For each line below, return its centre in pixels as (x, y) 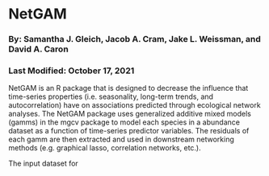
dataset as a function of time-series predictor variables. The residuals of (129, 131)
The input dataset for (43, 164)
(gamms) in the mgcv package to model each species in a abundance (124, 122)
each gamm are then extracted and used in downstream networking (121, 139)
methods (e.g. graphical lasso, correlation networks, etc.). (105, 148)
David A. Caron (38, 49)
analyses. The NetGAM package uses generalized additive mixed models (130, 114)
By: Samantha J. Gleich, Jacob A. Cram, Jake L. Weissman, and (134, 39)
